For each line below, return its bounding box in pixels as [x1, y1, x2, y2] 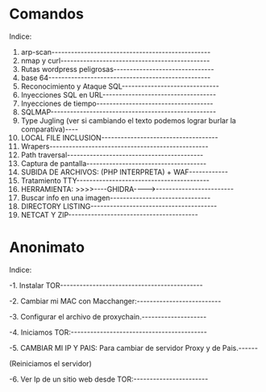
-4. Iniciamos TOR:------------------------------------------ [9, 327, 208, 337]
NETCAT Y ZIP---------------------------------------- [20, 210, 198, 219]
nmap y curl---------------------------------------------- [20, 56, 210, 65]
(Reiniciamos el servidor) [9, 358, 92, 368]
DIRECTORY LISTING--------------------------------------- [20, 201, 218, 211]
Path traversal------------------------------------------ [20, 150, 204, 160]
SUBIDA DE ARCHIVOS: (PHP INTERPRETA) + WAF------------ [20, 167, 229, 177]
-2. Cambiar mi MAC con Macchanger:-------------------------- [9, 296, 222, 306]
